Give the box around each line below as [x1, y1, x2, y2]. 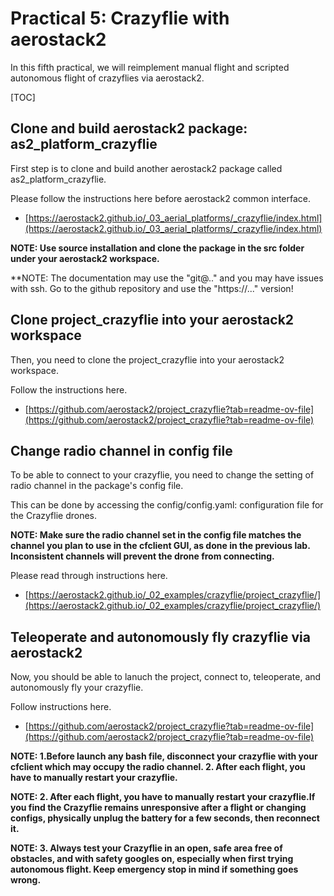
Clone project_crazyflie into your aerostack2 [10, 312, 295, 329]
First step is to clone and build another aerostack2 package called [10, 162, 283, 174]
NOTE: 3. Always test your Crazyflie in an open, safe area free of [10, 842, 283, 854]
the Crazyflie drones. [10, 510, 98, 522]
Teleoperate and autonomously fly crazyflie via [10, 628, 311, 646]
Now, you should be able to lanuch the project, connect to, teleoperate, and [10, 671, 322, 683]
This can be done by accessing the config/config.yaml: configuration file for [10, 499, 324, 511]
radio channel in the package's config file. [10, 480, 184, 492]
